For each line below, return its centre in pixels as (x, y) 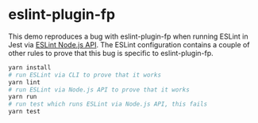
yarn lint (25, 82)
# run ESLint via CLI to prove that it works (85, 75)
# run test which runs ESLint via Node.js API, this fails (108, 104)
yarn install (30, 67)
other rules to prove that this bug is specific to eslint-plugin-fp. (111, 53)
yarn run (23, 97)
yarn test (25, 112)
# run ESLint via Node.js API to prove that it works (99, 89)
